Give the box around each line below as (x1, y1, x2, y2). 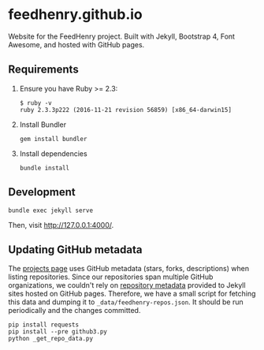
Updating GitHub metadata (8, 243, 143, 256)
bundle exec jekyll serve (8, 207, 93, 214)
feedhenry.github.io (8, 6, 143, 24)
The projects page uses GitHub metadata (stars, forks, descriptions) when (8, 264, 250, 274)
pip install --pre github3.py (8, 328, 108, 336)
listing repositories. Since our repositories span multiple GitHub (8, 272, 214, 281)
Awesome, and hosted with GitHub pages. (8, 39, 145, 49)
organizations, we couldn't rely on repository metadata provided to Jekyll (8, 281, 246, 290)
